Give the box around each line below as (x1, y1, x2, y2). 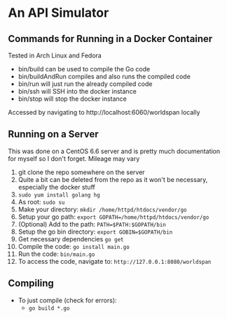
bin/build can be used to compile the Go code (18, 65, 151, 73)
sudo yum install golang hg (18, 191, 100, 199)
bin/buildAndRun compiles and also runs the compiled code (18, 72, 191, 80)
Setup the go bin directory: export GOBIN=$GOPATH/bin (18, 227, 173, 236)
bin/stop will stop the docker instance (18, 94, 127, 103)
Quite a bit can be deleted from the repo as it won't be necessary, (18, 175, 208, 183)
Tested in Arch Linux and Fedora (8, 51, 102, 59)
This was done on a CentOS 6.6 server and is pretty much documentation (8, 147, 221, 155)
